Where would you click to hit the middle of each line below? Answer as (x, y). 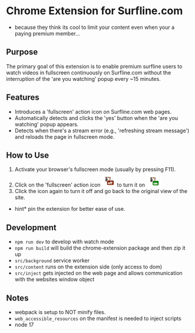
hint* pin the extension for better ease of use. (70, 209)
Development (32, 228)
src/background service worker (52, 260)
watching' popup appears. (47, 124)
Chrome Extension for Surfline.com (95, 11)
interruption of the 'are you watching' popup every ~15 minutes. (83, 79)
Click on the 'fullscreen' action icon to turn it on (80, 185)
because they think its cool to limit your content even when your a (95, 27)
